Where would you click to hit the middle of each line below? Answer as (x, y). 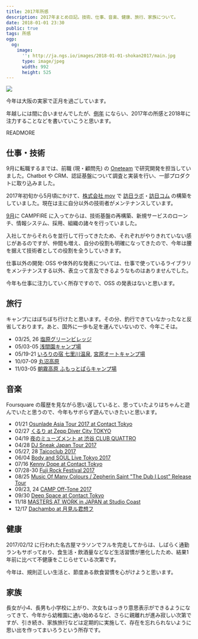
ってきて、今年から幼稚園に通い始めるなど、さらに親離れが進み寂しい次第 (96, 615)
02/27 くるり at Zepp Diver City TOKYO (63, 431)
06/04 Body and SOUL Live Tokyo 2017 (63, 458)
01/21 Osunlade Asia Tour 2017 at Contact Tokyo (74, 424)
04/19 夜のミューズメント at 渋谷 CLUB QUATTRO (75, 438)
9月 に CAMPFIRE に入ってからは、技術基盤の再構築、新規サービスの (90, 216)
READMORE (21, 133)
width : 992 (35, 67)
